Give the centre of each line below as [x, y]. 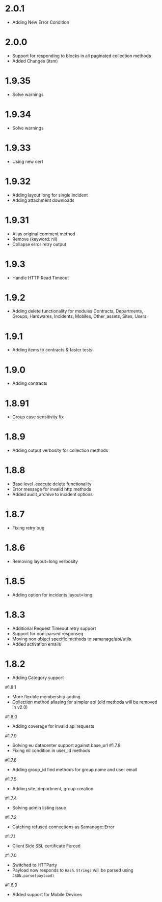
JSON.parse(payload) [33, 876]
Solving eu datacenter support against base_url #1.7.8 [66, 745]
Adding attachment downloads [43, 200]
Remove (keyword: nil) [35, 239]
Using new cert [27, 161]
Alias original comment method [44, 234]
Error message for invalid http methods [52, 489]
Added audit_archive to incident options [52, 495]
